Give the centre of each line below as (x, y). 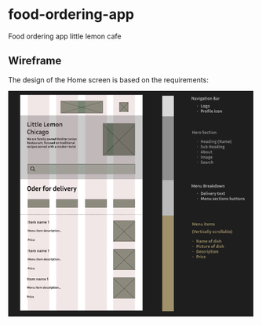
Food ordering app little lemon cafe (65, 36)
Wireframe (35, 61)
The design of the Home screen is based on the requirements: (109, 79)
